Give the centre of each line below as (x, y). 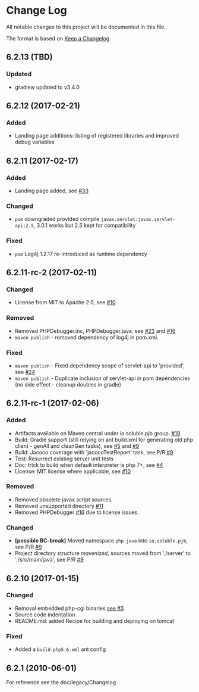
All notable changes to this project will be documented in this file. (86, 27)
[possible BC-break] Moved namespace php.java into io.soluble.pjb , (101, 541)
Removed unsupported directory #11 (59, 506)
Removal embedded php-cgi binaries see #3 (69, 608)
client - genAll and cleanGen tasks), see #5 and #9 (77, 446)
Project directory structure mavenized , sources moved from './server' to (103, 553)
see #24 (25, 372)
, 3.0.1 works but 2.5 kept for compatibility (85, 225)
